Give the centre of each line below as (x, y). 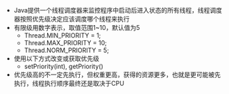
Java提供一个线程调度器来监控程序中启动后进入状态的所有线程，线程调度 (118, 10)
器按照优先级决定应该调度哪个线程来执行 (71, 19)
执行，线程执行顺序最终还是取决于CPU (69, 83)
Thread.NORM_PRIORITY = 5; (67, 50)
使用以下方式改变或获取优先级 (56, 58)
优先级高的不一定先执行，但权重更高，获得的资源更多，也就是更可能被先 (117, 75)
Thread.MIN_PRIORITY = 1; (62, 36)
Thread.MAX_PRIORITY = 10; (66, 43)
